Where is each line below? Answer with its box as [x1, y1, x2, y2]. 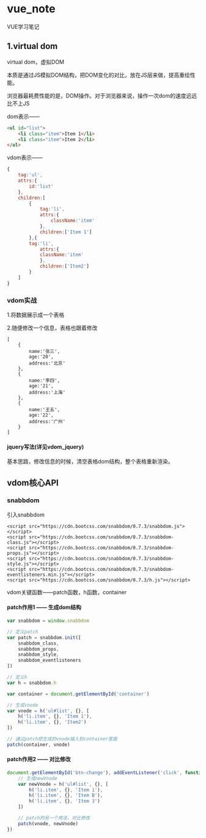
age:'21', [29, 382, 54, 389]
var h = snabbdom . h [7, 680, 57, 686]
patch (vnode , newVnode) [18, 820, 79, 827]
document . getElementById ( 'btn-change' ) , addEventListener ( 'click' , [7, 769, 183, 775]
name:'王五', [29, 406, 61, 413]
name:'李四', [29, 377, 61, 384]
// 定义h [7, 674, 28, 680]
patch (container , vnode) [7, 742, 70, 748]
